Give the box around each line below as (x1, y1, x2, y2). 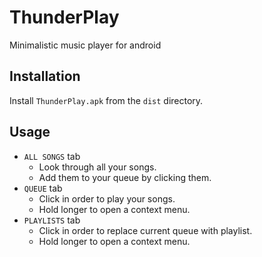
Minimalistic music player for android (9, 39, 162, 51)
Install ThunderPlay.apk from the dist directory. (9, 94, 204, 106)
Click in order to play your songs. (38, 192, 176, 205)
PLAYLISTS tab (23, 214, 81, 226)
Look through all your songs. (38, 161, 157, 173)
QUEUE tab (23, 182, 63, 194)
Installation (9, 68, 81, 85)
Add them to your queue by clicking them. (38, 171, 212, 183)
